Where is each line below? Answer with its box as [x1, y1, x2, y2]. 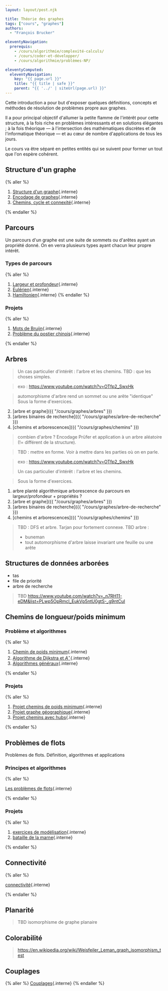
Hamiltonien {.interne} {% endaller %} [12, 292, 90, 298]
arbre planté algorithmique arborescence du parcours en [12, 488, 130, 494]
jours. [5, 136, 17, 142]
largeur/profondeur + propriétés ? [12, 493, 82, 499]
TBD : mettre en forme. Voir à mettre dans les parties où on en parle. [17, 449, 159, 455]
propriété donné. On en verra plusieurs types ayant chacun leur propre [5, 242, 151, 248]
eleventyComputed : [5, 67, 44, 72]
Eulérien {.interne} [12, 287, 49, 293]
